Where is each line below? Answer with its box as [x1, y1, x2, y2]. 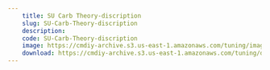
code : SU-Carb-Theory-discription [22, 34, 138, 43]
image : [22, 42, 44, 50]
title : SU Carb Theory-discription [22, 11, 142, 20]
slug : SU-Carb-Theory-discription [22, 19, 138, 27]
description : [22, 27, 66, 35]
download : [22, 49, 56, 57]
